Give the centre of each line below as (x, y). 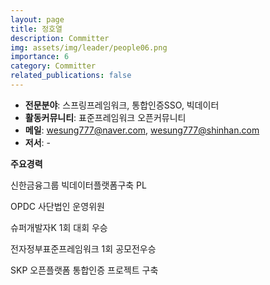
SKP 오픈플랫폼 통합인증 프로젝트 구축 (84, 270)
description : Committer (60, 38)
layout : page (37, 19)
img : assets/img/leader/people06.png (89, 47)
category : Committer (53, 66)
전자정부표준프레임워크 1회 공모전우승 (83, 248)
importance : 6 (40, 57)
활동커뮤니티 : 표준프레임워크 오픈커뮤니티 (105, 117)
